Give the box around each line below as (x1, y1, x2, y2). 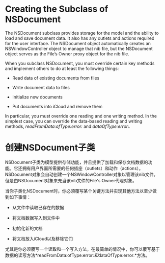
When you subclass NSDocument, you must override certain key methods (5, 60, 155, 66)
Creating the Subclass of (5, 3, 109, 15)
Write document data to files (12, 84, 70, 90)
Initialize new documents (12, 94, 63, 100)
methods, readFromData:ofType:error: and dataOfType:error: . (5, 123, 131, 129)
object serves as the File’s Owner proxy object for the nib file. (5, 50, 129, 57)
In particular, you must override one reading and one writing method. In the (5, 113, 157, 119)
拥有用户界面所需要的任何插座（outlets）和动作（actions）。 (22, 165, 143, 171)
